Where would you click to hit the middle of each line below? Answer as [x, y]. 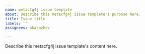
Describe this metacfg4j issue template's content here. [61, 46]
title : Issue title [25, 19]
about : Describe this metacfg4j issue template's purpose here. [73, 14]
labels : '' [16, 23]
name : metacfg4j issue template [38, 10]
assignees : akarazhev [28, 28]
